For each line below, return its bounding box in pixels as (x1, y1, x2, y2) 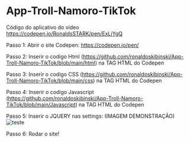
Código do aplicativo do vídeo (6, 24, 79, 31)
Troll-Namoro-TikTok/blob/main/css (6, 77, 94, 84)
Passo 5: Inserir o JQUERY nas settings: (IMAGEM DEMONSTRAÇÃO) (6, 112, 175, 120)
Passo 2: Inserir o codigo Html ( (6, 53, 83, 60)
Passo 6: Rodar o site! (6, 130, 60, 137)
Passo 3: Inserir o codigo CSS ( (6, 70, 82, 78)
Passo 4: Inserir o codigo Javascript (6, 88, 94, 95)
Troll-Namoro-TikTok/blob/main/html (6, 59, 96, 66)
